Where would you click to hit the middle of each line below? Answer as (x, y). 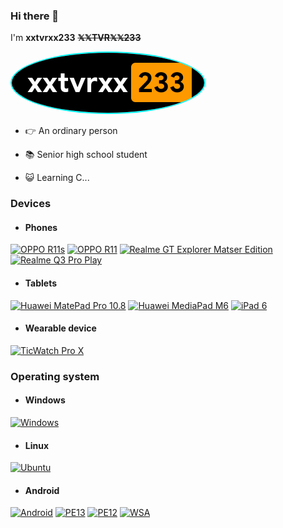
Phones (41, 227)
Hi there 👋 (35, 16)
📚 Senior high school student (86, 155)
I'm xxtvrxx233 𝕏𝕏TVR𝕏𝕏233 (76, 38)
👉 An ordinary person (71, 131)
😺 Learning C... (57, 178)
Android (42, 490)
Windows (45, 400)
